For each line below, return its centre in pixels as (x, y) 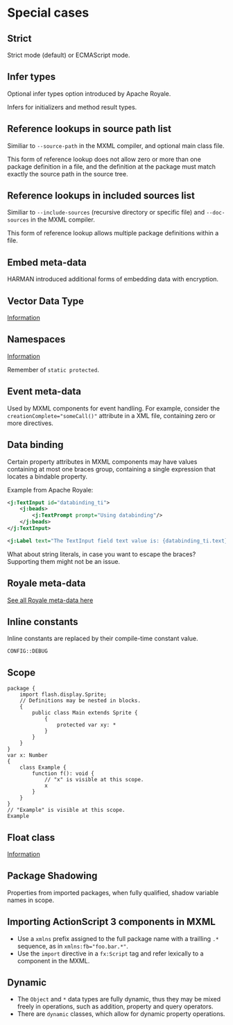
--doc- (216, 213)
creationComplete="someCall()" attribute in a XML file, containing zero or (112, 415)
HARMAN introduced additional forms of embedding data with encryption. (113, 279)
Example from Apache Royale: (50, 490)
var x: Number (28, 756)
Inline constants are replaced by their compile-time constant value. (103, 639)
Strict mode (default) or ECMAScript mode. (69, 55)
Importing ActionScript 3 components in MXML (112, 922)
